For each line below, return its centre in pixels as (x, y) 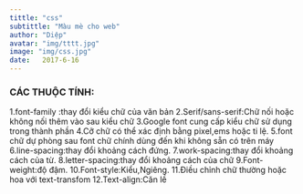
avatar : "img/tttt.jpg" (55, 43)
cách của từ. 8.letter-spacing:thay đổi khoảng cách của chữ (122, 160)
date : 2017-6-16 (44, 60)
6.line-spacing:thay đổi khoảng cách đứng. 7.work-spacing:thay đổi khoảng (151, 150)
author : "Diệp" (38, 35)
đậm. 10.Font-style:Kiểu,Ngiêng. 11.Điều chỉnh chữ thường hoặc (168, 170)
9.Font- (250, 160)
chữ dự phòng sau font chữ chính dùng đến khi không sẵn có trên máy (142, 141)
